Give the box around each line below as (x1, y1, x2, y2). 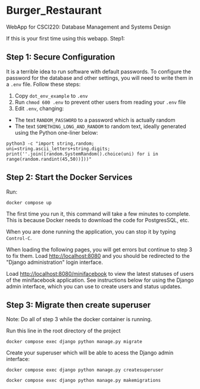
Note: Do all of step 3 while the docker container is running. (6, 316, 152, 323)
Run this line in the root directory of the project (6, 327, 121, 334)
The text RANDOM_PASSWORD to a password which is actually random (14, 116, 176, 123)
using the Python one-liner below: (14, 129, 98, 136)
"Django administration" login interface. (6, 259, 103, 266)
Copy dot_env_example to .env (14, 92, 88, 99)
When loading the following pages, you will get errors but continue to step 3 (6, 245, 192, 253)
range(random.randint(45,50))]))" (6, 156, 92, 162)
